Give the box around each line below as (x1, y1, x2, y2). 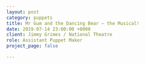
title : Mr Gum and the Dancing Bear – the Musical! (6, 20, 140, 26)
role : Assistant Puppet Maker (6, 37, 83, 43)
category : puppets (6, 15, 53, 21)
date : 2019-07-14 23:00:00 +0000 (6, 26, 91, 32)
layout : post (6, 9, 39, 15)
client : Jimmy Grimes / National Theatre (6, 32, 113, 38)
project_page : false (6, 43, 59, 49)
